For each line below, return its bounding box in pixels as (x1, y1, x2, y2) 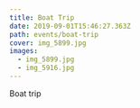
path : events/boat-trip (9, 30, 99, 39)
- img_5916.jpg (17, 64, 75, 73)
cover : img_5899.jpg (9, 38, 88, 48)
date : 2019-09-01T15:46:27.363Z (9, 22, 131, 31)
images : (9, 47, 39, 56)
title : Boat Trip (9, 13, 75, 22)
